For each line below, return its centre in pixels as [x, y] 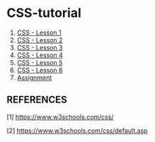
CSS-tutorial [44, 13]
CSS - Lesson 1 [39, 32]
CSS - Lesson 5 [40, 62]
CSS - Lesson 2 [40, 40]
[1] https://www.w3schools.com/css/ [60, 117]
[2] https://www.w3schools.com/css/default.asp [77, 130]
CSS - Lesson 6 [40, 70]
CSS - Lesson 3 [40, 47]
